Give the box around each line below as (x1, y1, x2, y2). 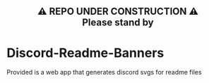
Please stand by (82, 17, 154, 29)
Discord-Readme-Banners (6, 45, 165, 60)
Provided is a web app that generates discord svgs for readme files (6, 68, 202, 77)
